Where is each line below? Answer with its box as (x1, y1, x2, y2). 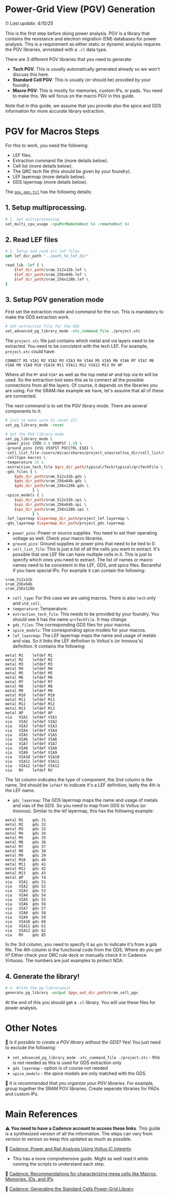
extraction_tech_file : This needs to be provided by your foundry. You (12, 611, 159, 617)
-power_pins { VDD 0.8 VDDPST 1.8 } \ (5, 441, 82, 446)
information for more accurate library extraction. (5, 108, 105, 114)
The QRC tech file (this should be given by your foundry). (12, 168, 131, 174)
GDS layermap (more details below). (12, 179, 88, 185)
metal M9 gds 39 (5, 853, 46, 858)
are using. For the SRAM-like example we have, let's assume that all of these (5, 387, 164, 393)
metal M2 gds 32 (5, 822, 46, 827)
